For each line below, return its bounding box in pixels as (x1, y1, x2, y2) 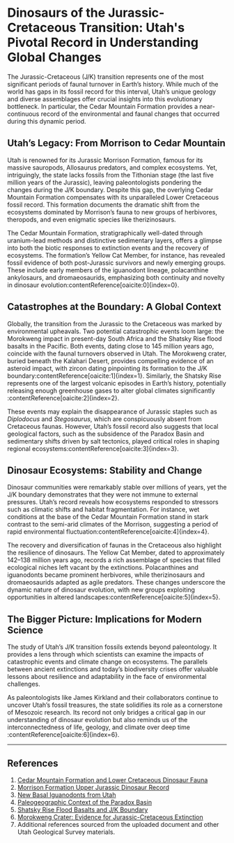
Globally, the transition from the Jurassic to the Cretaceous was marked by (7, 319, 222, 328)
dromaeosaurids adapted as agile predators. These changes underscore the (7, 578, 226, 587)
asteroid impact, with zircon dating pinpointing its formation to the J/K (7, 364, 208, 372)
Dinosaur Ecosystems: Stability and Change (7, 464, 203, 476)
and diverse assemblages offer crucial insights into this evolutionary (7, 94, 203, 103)
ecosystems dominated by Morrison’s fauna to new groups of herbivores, (7, 207, 218, 216)
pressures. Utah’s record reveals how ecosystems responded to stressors (7, 498, 219, 506)
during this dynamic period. (7, 117, 86, 125)
